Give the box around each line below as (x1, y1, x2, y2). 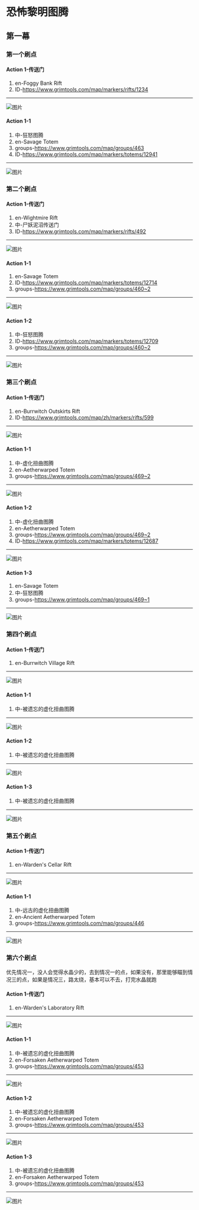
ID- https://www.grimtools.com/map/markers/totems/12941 (14, 151, 158, 158)
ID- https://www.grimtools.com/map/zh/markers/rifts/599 (14, 413, 154, 421)
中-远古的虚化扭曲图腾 (14, 907, 70, 914)
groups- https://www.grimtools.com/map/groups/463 (14, 144, 145, 151)
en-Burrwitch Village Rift (14, 660, 75, 667)
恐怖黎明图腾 (6, 5, 69, 19)
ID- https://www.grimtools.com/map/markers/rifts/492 (14, 228, 146, 235)
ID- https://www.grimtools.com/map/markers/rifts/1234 (14, 85, 149, 93)
